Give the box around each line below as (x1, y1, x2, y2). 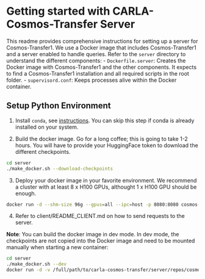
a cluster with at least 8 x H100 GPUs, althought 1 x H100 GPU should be (15, 183, 197, 190)
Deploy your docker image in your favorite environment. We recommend (15, 176, 197, 184)
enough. (15, 189, 37, 197)
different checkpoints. (15, 148, 71, 155)
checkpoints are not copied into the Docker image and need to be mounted (6, 237, 195, 245)
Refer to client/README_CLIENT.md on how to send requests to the (15, 212, 185, 220)
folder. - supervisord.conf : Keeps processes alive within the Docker (6, 76, 177, 84)
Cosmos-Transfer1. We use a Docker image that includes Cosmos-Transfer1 (6, 44, 196, 51)
